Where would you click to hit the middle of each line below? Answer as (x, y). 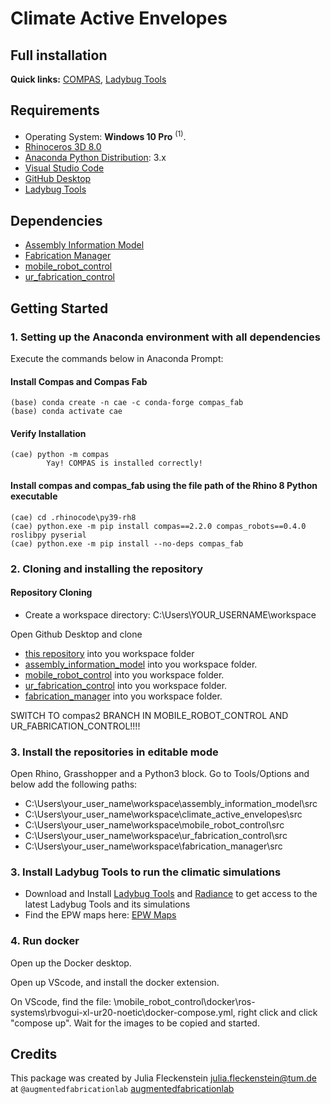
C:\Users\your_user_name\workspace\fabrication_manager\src (153, 846)
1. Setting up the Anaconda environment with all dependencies (165, 337)
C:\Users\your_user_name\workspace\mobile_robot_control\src (154, 825)
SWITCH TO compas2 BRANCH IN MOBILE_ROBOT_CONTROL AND (149, 715)
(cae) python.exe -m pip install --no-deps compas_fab (127, 543)
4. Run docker (45, 941)
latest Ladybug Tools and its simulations (107, 904)
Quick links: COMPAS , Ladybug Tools (88, 79)
